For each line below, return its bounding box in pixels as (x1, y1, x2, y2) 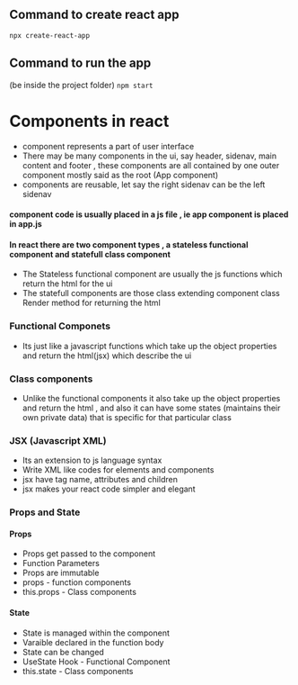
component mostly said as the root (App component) (22, 169, 219, 180)
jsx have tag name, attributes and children (22, 474, 178, 485)
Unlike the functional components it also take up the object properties (22, 392, 281, 403)
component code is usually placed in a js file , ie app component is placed (9, 209, 289, 220)
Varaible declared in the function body (22, 636, 164, 647)
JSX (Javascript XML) (9, 434, 107, 446)
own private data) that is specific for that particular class (22, 411, 232, 422)
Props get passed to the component (22, 548, 155, 559)
